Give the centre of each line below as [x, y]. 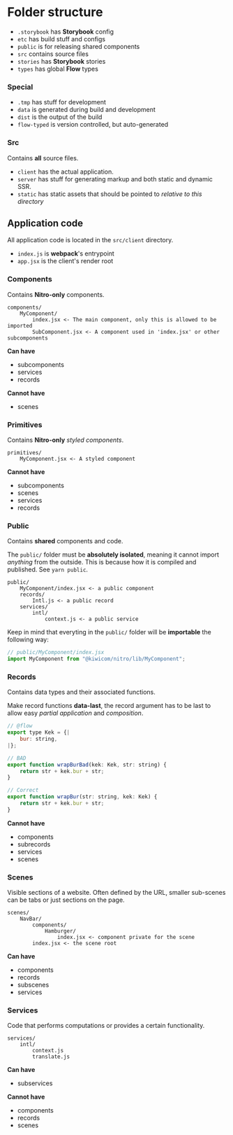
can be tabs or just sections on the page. [66, 900]
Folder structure [55, 12]
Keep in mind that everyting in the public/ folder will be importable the [109, 632]
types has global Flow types [58, 69]
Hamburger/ [60, 931]
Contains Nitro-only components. [56, 294]
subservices [35, 1083]
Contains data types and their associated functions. [81, 692]
